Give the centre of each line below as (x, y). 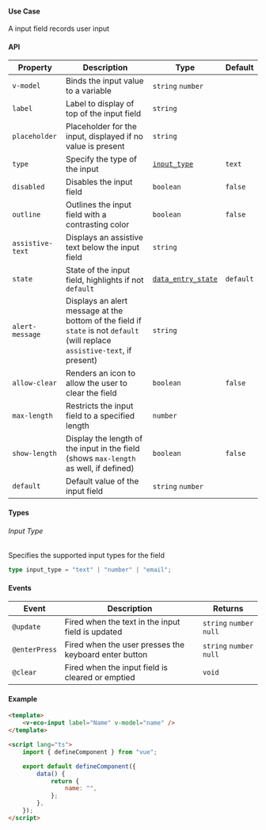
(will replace (89, 341)
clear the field (91, 393)
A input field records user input (59, 29)
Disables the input (99, 182)
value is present (95, 147)
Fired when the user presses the (124, 644)
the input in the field (103, 449)
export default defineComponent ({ (79, 766)
